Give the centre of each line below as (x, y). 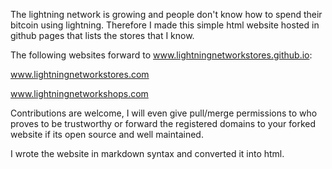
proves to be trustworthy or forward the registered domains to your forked (163, 123)
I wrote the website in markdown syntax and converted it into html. (147, 153)
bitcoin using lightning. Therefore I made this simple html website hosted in (165, 25)
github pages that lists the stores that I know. (102, 35)
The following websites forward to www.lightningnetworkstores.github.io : (161, 55)
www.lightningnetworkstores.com (80, 74)
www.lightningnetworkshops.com (79, 93)
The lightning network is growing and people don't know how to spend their (166, 14)
